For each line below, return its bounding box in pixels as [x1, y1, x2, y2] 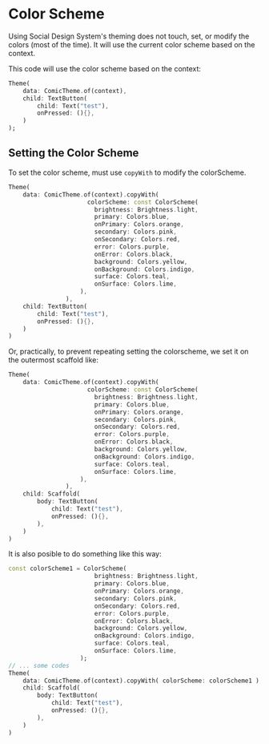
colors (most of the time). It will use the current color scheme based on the [8, 39, 255, 49]
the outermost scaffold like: [8, 355, 98, 365]
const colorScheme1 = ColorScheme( [8, 564, 127, 573]
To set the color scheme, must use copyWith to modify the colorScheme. [8, 168, 247, 177]
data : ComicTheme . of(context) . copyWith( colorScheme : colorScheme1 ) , [22, 677, 263, 685]
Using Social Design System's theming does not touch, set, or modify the [8, 31, 250, 41]
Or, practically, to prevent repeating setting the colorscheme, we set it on [8, 346, 249, 357]
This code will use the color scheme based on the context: [8, 63, 202, 73]
